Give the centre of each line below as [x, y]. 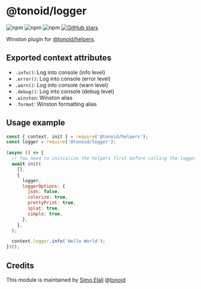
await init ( [27, 164]
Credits [20, 265]
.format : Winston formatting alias [56, 104]
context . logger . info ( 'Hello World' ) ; [59, 241]
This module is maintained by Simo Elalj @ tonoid [66, 280]
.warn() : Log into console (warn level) [62, 85]
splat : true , [44, 208]
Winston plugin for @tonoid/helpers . [51, 39]
